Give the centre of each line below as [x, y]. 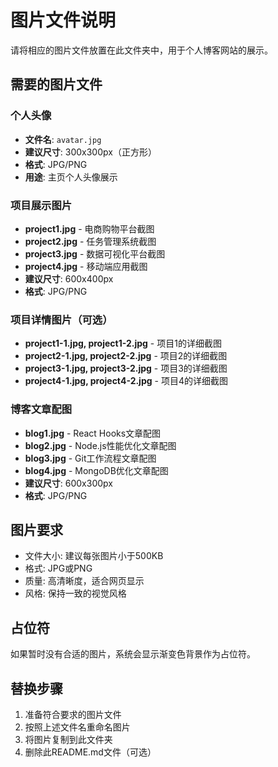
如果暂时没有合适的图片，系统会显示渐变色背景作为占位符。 [133, 654]
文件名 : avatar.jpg [63, 139]
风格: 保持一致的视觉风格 [75, 593]
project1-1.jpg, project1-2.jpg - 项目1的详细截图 [123, 343]
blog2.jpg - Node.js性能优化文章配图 [100, 445]
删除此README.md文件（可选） [90, 752]
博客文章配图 [41, 409]
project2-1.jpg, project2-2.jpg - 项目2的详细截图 [126, 356]
